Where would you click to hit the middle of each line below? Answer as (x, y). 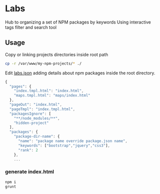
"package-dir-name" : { (37, 137)
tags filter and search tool (31, 27)
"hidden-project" (31, 123)
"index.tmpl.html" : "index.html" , (49, 91)
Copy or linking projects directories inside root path (57, 54)
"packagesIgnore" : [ (30, 114)
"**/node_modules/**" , (37, 118)
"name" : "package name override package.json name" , (73, 141)
